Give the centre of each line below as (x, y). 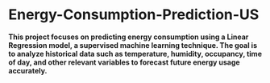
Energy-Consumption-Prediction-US (134, 15)
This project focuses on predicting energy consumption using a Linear (129, 37)
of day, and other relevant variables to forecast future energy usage (124, 62)
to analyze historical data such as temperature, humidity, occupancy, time (135, 53)
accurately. (28, 70)
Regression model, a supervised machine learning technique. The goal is (133, 45)
